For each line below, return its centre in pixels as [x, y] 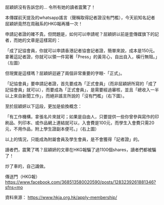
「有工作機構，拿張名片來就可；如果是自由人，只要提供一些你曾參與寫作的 [80, 117]
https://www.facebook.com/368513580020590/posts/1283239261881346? [81, 182]
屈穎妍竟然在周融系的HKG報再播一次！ [44, 24]
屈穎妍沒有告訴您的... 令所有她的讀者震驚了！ [51, 7]
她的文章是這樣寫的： [39, 40]
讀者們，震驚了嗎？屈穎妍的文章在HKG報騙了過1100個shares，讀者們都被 [79, 150]
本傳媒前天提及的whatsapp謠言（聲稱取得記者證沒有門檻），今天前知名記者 [80, 18]
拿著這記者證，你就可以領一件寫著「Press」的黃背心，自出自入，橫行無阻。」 [81, 57]
